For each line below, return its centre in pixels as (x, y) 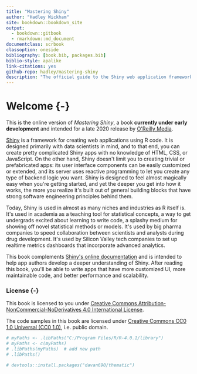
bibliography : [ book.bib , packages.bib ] (56, 55)
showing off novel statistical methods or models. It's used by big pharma (94, 226)
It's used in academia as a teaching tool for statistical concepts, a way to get (98, 214)
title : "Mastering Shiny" (38, 11)
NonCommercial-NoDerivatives (44, 310)
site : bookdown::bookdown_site (44, 22)
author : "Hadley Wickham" (38, 17)
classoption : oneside (33, 50)
